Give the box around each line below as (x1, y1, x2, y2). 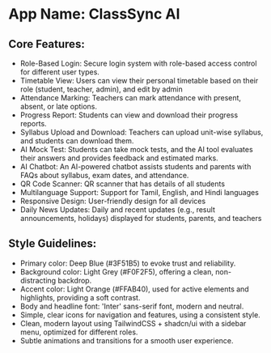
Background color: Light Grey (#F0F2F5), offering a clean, (19, 266, 214, 276)
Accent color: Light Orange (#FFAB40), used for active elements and (19, 284, 249, 294)
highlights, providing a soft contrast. (19, 292, 141, 302)
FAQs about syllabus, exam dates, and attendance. (19, 171, 189, 180)
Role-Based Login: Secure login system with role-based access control (19, 58, 257, 68)
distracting (19, 275, 57, 285)
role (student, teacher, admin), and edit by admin (19, 84, 184, 94)
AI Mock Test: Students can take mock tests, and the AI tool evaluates (19, 145, 253, 154)
